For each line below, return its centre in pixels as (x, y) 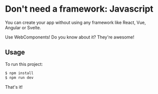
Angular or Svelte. (23, 27)
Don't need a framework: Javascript (79, 9)
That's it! (14, 87)
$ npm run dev (19, 77)
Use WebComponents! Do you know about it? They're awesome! (70, 37)
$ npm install (19, 73)
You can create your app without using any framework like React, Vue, (75, 22)
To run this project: (24, 64)
